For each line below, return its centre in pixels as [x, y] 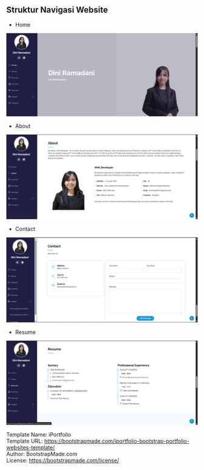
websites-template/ [31, 447]
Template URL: [25, 441]
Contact [25, 229]
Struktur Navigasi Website [57, 10]
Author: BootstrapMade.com [42, 454]
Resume [25, 332]
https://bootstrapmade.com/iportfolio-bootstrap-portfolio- [117, 441]
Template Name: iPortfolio [39, 434]
